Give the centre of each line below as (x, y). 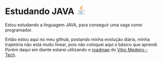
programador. (19, 30)
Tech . (11, 55)
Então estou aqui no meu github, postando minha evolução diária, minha (77, 39)
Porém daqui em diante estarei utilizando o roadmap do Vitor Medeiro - (76, 49)
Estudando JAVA (40, 11)
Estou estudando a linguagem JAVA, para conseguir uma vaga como (74, 25)
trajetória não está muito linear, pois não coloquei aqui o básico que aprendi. (82, 44)
